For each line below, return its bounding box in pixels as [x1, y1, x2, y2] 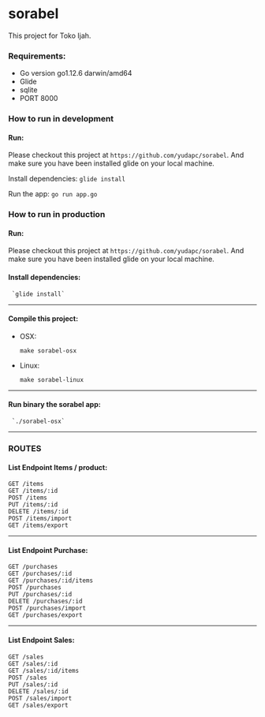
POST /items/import [8, 514, 73, 523]
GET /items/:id [8, 487, 58, 495]
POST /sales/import [8, 694, 73, 702]
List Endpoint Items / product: [8, 462, 108, 472]
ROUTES [8, 443, 42, 454]
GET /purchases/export [8, 611, 83, 619]
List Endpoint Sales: [8, 636, 75, 645]
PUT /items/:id [8, 501, 58, 509]
